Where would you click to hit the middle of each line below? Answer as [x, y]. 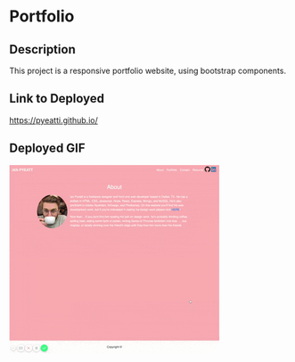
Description [42, 49]
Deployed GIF [48, 148]
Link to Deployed [57, 99]
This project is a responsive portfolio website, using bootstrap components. [148, 70]
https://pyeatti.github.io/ [53, 120]
